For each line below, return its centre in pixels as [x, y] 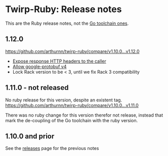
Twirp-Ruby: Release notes [64, 9]
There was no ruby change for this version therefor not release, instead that [84, 115]
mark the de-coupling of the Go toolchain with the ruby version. [72, 120]
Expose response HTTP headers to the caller [59, 61]
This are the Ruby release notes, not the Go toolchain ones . [67, 23]
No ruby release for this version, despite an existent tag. [64, 100]
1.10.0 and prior [30, 136]
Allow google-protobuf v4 [39, 66]
